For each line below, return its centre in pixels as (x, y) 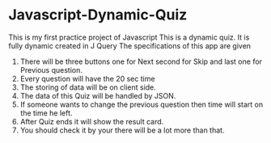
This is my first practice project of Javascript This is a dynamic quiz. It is (129, 37)
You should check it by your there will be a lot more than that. (122, 130)
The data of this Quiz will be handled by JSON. (98, 95)
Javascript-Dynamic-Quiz (98, 15)
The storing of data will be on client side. (88, 87)
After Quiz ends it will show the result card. (92, 121)
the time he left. (46, 113)
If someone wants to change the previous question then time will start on (142, 104)
